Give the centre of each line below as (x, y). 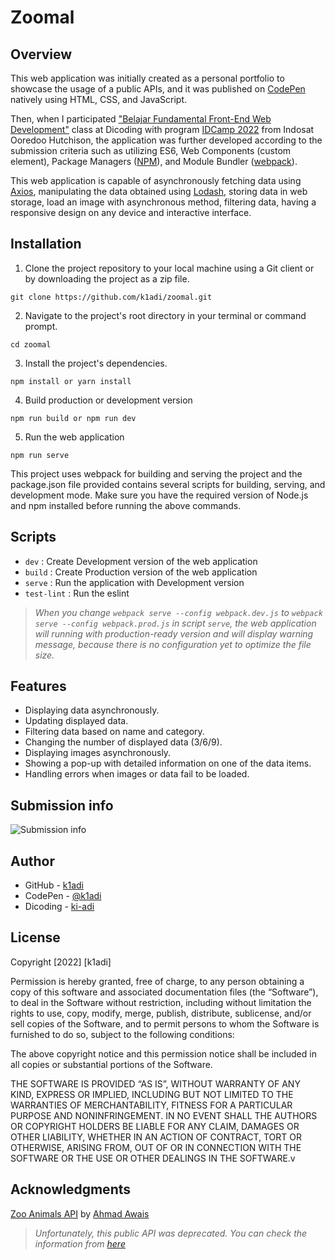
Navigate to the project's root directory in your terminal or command (165, 315)
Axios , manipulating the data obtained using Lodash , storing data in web (159, 191)
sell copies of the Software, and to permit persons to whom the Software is (165, 1023)
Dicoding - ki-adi (59, 907)
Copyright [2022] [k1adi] (61, 962)
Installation (46, 244)
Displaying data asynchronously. (92, 710)
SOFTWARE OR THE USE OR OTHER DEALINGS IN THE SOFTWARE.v (153, 1158)
